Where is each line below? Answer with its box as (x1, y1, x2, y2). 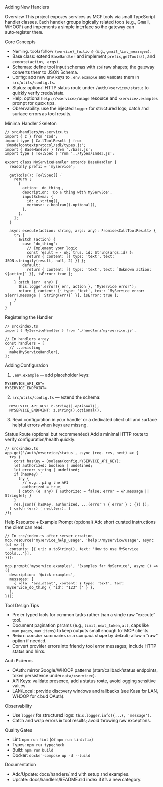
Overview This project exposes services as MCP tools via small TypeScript (5, 14, 155, 19)
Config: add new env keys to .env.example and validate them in (12, 75, 139, 80)
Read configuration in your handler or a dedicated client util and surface (12, 417, 157, 422)
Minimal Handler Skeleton (5, 120, 57, 126)
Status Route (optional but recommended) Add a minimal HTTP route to (5, 432, 149, 437)
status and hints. (12, 648, 46, 654)
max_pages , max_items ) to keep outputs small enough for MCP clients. (12, 628, 150, 633)
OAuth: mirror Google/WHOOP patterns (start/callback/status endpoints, (12, 667, 158, 673)
